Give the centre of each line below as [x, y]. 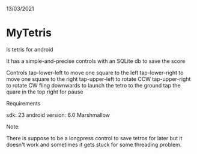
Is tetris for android [30, 49]
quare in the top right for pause [45, 92]
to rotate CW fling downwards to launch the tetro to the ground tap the [93, 85]
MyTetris [29, 33]
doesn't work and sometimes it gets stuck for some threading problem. [94, 144]
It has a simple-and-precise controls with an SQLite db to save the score [96, 61]
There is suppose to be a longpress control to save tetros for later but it [94, 138]
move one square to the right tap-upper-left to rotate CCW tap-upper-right [98, 79]
